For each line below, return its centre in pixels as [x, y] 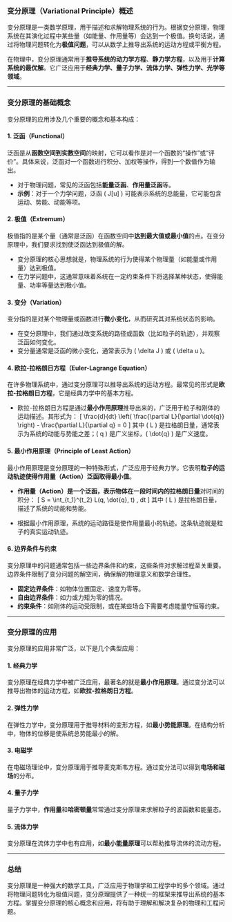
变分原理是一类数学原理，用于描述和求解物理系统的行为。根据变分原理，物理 [116, 27]
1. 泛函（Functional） [38, 136]
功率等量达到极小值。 [60, 285]
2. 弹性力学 [23, 708]
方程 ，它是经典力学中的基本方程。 [89, 393]
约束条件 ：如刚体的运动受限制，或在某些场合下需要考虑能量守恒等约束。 [120, 605]
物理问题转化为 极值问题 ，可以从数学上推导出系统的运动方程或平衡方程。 [122, 45]
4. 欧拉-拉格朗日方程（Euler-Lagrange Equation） [79, 368]
